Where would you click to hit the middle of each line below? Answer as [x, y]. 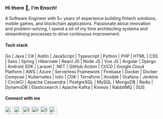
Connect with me [23, 98]
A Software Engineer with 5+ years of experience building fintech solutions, [81, 19]
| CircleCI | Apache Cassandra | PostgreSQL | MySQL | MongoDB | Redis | [79, 82]
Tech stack [17, 45]
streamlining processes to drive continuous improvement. [63, 34]
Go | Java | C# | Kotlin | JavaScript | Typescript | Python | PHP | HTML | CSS [81, 56]
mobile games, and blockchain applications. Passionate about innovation [78, 23]
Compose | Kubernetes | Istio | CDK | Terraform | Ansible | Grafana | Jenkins [81, 77]
